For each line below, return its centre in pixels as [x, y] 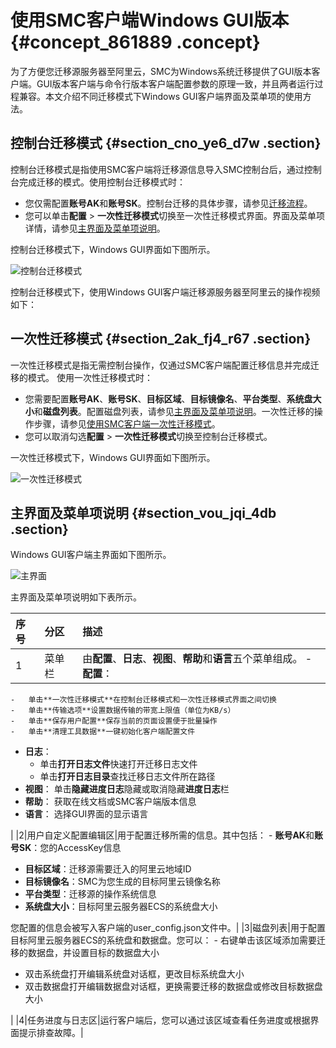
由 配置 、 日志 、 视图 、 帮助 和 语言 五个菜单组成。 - [197, 659]
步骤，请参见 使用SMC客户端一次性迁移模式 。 [127, 423]
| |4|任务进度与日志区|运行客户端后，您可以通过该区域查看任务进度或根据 [160, 1020]
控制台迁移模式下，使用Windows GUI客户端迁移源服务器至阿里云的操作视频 [165, 292]
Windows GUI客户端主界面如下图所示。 [91, 555]
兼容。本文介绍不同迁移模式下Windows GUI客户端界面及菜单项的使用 [160, 96]
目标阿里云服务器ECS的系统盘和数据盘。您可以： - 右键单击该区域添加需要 [163, 940]
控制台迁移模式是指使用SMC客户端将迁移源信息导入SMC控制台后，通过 [157, 169]
